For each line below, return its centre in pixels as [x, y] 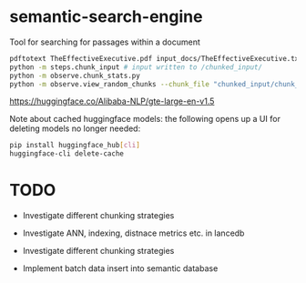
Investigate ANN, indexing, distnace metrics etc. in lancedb [133, 233]
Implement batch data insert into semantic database [120, 268]
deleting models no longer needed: [75, 128]
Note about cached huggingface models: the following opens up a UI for [145, 119]
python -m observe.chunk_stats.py [75, 76]
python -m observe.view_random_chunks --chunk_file [109, 84]
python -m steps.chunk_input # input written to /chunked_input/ [136, 67]
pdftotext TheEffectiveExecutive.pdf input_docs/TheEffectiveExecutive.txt [156, 58]
